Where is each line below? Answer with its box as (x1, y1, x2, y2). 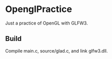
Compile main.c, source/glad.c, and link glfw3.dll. (5, 47, 108, 53)
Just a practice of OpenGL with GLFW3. (5, 20, 88, 26)
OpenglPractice (5, 3, 72, 15)
